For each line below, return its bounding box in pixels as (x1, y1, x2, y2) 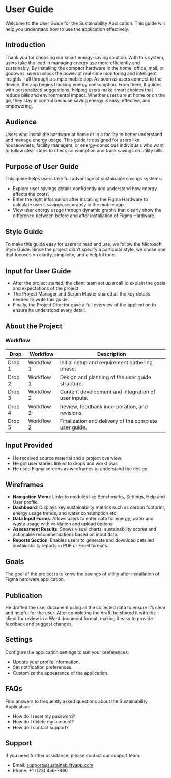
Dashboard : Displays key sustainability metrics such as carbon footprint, (12, 504, 165, 511)
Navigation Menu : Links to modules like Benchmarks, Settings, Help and (12, 494, 165, 500)
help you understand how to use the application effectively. (5, 25, 130, 32)
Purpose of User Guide (5, 162, 79, 171)
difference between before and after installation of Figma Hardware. (12, 212, 156, 219)
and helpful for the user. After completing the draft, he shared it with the (5, 610, 156, 616)
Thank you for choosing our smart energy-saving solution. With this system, (5, 54, 164, 60)
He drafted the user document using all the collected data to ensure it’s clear (5, 604, 166, 610)
